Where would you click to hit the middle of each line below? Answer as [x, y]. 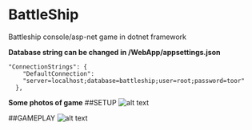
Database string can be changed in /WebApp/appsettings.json [114, 52]
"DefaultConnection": [58, 73]
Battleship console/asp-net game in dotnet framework [97, 37]
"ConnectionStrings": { [48, 67]
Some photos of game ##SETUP [63, 102]
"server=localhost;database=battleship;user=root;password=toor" [134, 81]
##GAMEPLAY [32, 118]
